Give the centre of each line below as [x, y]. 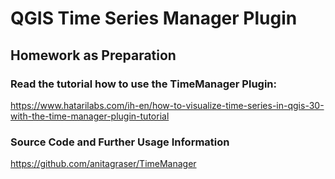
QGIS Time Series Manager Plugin [154, 18]
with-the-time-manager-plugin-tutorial [90, 116]
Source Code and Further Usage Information [120, 142]
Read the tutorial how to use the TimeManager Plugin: [143, 84]
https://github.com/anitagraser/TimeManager [103, 164]
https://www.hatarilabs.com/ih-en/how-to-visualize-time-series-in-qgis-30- [167, 105]
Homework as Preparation [93, 55]
